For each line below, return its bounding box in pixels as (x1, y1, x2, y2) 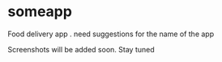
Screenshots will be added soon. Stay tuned (7, 44, 155, 54)
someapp (7, 2, 72, 21)
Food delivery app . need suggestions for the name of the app (7, 29, 215, 39)
